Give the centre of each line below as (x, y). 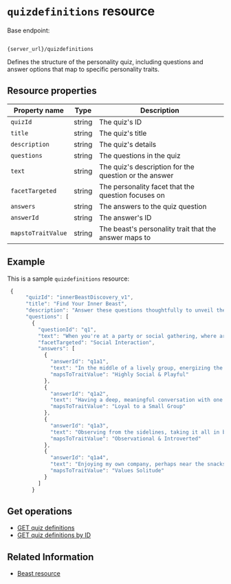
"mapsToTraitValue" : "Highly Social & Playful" (120, 374)
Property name (38, 110)
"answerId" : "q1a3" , (80, 425)
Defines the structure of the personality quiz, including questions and (106, 61)
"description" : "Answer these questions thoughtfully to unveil (119, 310)
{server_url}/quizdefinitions (51, 49)
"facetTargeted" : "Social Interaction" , (96, 342)
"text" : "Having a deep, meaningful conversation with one (137, 400)
